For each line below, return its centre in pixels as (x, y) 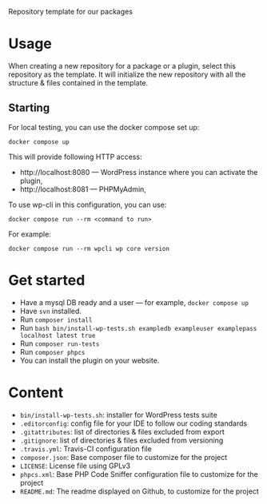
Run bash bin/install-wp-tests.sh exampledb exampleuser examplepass (138, 327)
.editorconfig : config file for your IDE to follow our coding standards (133, 423)
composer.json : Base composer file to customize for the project (124, 457)
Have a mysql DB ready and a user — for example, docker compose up (134, 302)
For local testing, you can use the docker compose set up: (104, 127)
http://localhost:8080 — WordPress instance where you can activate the (139, 172)
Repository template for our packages (71, 12)
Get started (47, 280)
